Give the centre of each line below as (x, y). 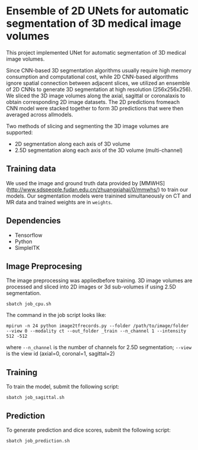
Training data (31, 169)
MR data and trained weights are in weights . (59, 202)
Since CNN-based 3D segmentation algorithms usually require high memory (99, 70)
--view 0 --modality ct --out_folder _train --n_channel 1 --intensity (96, 331)
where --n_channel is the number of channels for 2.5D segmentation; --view (99, 347)
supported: (20, 132)
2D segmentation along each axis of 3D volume (72, 144)
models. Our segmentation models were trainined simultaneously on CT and (99, 196)
